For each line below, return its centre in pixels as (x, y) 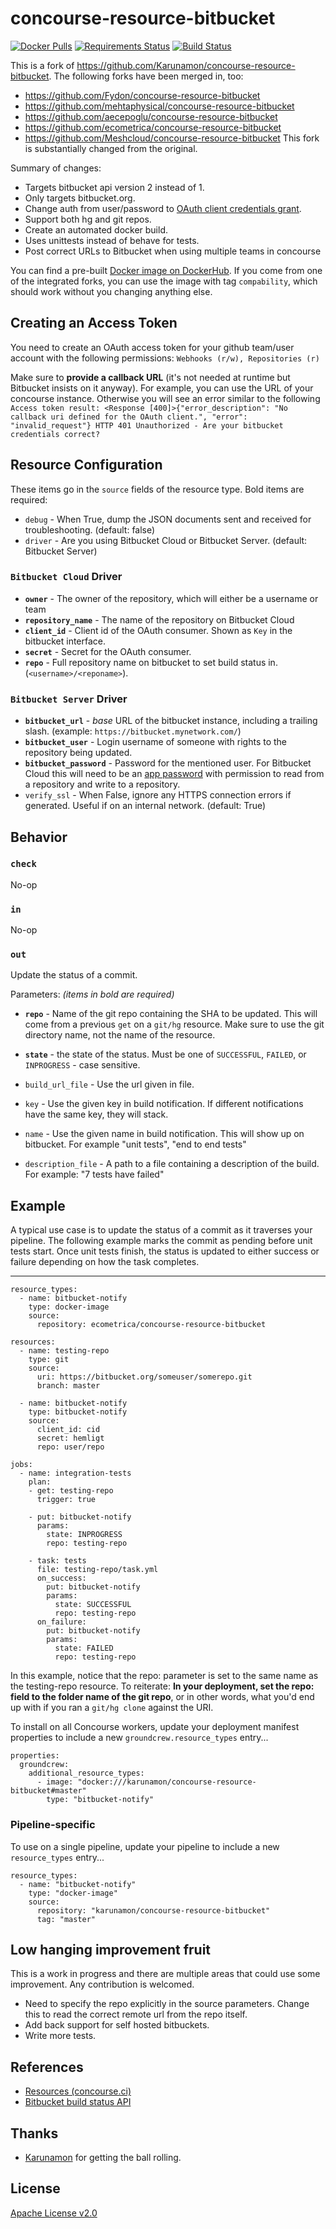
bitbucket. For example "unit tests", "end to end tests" (135, 1144)
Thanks (34, 2133)
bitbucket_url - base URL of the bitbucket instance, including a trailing (171, 721)
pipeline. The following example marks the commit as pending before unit (161, 1241)
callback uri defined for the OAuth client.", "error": (129, 417)
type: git (49, 1360)
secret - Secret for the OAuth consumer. (108, 651)
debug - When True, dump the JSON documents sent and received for (168, 519)
